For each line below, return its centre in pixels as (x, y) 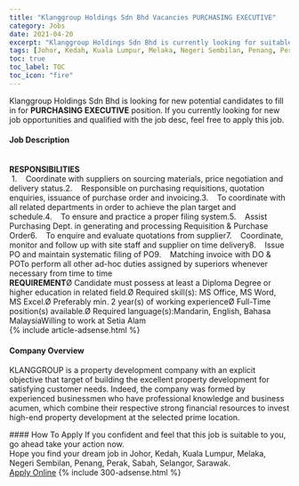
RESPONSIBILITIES (44, 169)
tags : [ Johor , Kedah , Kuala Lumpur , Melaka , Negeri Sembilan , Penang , (143, 51)
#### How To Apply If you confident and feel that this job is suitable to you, (148, 435)
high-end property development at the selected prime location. (125, 417)
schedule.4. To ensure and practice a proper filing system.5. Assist (138, 216)
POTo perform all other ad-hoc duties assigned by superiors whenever (139, 263)
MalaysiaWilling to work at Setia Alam (78, 320)
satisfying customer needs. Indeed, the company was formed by (128, 389)
